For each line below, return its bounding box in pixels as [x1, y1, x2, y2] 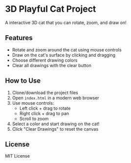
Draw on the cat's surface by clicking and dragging [12, 52, 116, 58]
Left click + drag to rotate [19, 105, 71, 111]
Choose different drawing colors [12, 57, 78, 63]
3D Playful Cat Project [5, 3, 96, 15]
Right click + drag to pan [19, 110, 69, 116]
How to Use [5, 77, 41, 85]
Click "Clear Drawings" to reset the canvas [12, 126, 99, 132]
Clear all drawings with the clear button [12, 62, 91, 68]
